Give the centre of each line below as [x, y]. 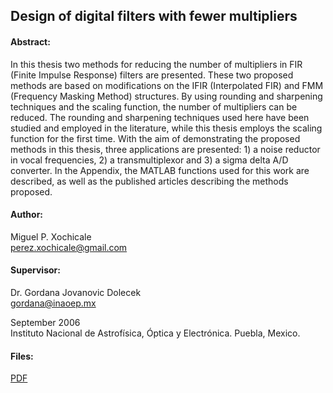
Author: [27, 215]
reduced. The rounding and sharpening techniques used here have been [160, 117]
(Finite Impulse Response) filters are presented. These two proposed [152, 75]
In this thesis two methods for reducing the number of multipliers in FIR [156, 64]
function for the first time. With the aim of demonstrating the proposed [155, 138]
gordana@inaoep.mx [53, 303]
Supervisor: [35, 270]
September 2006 [45, 322]
